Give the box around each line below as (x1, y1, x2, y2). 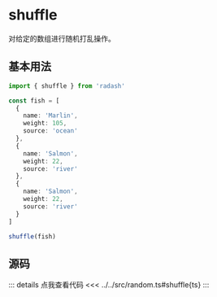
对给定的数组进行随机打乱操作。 (8, 33, 115, 43)
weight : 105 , (23, 120, 67, 128)
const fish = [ (8, 96, 60, 105)
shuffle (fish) (8, 232, 57, 241)
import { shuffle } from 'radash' (8, 81, 126, 90)
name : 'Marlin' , (23, 111, 79, 120)
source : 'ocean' (23, 127, 79, 135)
